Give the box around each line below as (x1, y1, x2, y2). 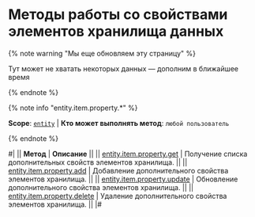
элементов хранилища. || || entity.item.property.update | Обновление (8, 174, 238, 184)
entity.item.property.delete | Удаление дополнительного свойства (8, 191, 227, 200)
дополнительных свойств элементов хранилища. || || (8, 157, 188, 167)
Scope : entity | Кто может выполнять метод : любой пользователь (8, 118, 230, 128)
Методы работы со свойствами (8, 6, 228, 24)
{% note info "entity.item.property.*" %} (8, 103, 138, 112)
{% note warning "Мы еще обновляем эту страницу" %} (8, 48, 196, 58)
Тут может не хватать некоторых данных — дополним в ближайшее (8, 63, 239, 73)
